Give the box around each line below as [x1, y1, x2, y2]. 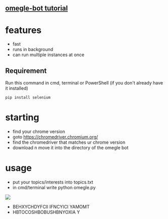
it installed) [5, 85, 29, 92]
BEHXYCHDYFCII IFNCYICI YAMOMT [12, 204, 90, 210]
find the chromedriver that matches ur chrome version [12, 139, 126, 146]
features [5, 24, 42, 36]
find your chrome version [12, 128, 66, 135]
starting [5, 112, 39, 123]
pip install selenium [5, 95, 51, 100]
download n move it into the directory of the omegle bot [12, 145, 129, 151]
